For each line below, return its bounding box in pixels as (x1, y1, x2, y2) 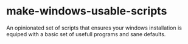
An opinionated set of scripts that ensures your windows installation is (6, 24, 183, 31)
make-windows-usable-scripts (6, 4, 167, 18)
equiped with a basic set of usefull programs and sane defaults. (6, 30, 166, 37)
